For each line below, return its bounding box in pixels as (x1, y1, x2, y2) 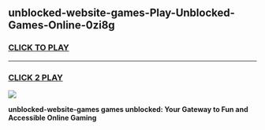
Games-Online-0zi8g (8, 19, 116, 32)
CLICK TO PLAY (8, 43, 69, 54)
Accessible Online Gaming (8, 113, 97, 122)
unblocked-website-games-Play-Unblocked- (8, 6, 235, 20)
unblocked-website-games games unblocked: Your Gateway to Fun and (8, 104, 248, 113)
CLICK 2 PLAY (8, 72, 63, 83)
